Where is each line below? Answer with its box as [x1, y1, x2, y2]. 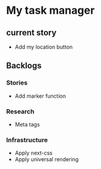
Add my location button [14, 43, 73, 50]
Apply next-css [14, 149, 53, 156]
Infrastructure [6, 135, 48, 144]
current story [6, 28, 57, 38]
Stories [6, 79, 28, 87]
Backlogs [6, 61, 42, 71]
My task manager [6, 4, 95, 17]
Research [6, 107, 35, 116]
